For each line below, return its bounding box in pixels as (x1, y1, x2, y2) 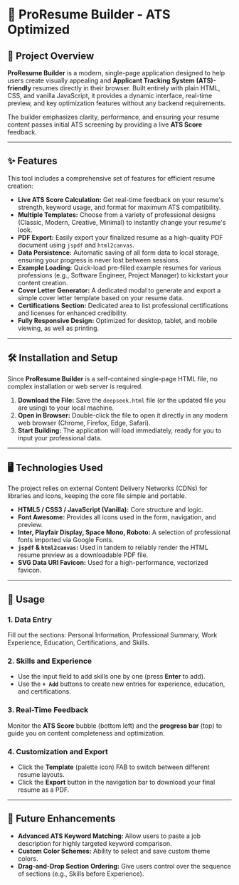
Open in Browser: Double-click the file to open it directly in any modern (17, 410, 228, 419)
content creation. (17, 278, 68, 287)
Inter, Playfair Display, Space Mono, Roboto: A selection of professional (17, 528, 231, 536)
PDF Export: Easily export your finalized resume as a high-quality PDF (17, 233, 223, 241)
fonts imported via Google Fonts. (17, 536, 114, 544)
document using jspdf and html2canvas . (17, 240, 135, 249)
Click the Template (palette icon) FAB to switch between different (17, 763, 210, 771)
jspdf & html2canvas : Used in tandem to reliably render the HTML (17, 544, 208, 552)
